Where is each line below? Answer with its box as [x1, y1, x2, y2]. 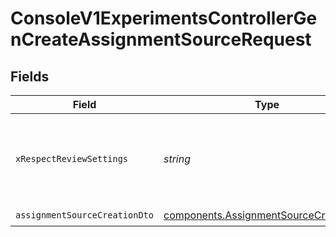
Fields [10, 68, 50, 85]
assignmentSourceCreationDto [15, 209, 154, 221]
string [163, 152, 192, 166]
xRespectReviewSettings [15, 153, 129, 164]
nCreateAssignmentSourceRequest [10, 28, 312, 51]
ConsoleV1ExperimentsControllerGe [10, 7, 318, 30]
